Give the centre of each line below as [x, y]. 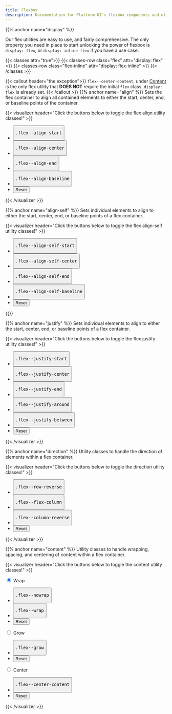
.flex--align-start [39, 133]
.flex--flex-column [39, 503]
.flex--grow [30, 648]
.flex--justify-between [44, 420]
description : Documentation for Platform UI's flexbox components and [82, 15]
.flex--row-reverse [39, 487]
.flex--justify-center [42, 374]
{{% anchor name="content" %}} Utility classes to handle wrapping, [77, 549]
